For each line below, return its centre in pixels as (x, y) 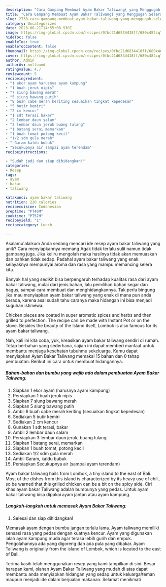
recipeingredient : (24, 79)
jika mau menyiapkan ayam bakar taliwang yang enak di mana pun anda (79, 295)
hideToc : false (21, 38)
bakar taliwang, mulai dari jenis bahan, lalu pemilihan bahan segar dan (77, 284)
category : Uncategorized (31, 23)
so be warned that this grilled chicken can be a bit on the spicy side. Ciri (79, 484)
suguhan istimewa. (25, 305)
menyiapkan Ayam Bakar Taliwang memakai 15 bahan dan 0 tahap (72, 356)
